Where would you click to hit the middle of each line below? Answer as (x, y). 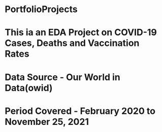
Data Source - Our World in (62, 77)
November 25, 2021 (47, 122)
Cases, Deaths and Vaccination (72, 43)
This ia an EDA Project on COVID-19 (81, 33)
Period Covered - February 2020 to (80, 111)
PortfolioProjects (41, 9)
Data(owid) (29, 88)
